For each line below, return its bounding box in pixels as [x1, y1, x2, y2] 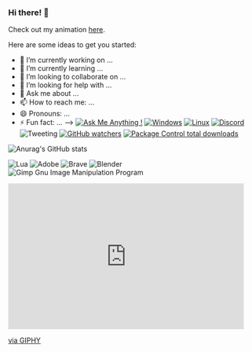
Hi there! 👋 [8, 7, 49, 18]
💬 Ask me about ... [19, 89, 79, 98]
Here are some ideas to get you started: [8, 40, 137, 49]
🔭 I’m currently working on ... [19, 55, 113, 65]
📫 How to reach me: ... [19, 97, 95, 107]
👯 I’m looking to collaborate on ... [19, 72, 126, 82]
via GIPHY [8, 335, 42, 345]
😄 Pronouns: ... [19, 109, 71, 119]
